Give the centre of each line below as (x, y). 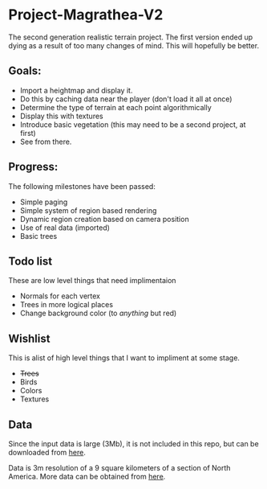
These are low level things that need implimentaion (92, 281)
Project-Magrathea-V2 (86, 15)
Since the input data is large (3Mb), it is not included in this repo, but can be (133, 444)
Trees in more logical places (67, 305)
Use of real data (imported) (65, 228)
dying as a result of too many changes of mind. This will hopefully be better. (133, 45)
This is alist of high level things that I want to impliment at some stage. (124, 358)
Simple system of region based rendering (88, 210)
